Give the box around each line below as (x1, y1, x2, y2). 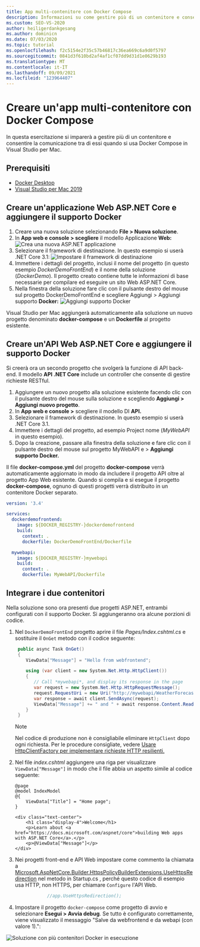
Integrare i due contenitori (6, 588, 105, 598)
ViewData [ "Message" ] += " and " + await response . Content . (33, 701, 183, 707)
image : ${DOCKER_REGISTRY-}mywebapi (17, 555, 108, 561)
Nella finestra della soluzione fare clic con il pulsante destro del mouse (14, 284, 189, 292)
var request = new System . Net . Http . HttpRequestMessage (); (33, 685, 180, 691)
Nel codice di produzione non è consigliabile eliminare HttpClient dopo (14, 735, 190, 742)
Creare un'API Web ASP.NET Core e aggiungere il (6, 339, 192, 349)
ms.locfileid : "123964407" (6, 75, 73, 81)
